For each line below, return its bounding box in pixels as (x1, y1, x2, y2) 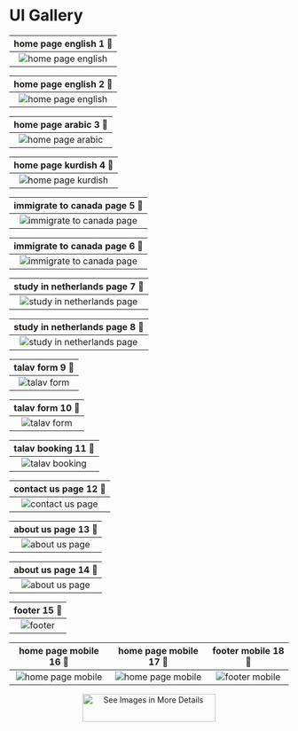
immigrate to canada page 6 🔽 (13, 240, 144, 252)
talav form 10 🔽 (13, 401, 81, 413)
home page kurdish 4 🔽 (13, 159, 114, 171)
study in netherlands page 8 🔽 (13, 320, 145, 333)
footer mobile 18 (212, 644, 285, 656)
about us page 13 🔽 (13, 523, 98, 535)
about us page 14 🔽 (13, 563, 98, 576)
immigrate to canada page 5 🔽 (13, 199, 144, 211)
